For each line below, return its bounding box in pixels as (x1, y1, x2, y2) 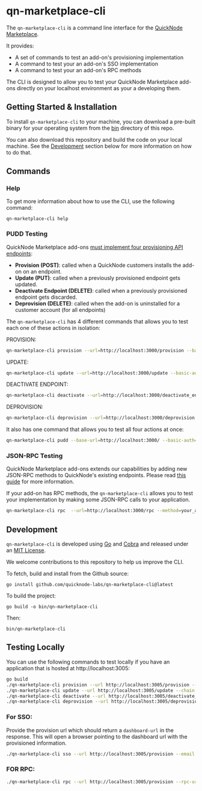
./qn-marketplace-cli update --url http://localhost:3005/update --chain (6, 687, 195, 694)
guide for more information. (6, 478, 75, 485)
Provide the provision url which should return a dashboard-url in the (6, 726, 174, 734)
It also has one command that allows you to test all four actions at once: (6, 426, 184, 433)
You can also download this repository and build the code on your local (6, 136, 182, 143)
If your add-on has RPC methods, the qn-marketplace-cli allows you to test (6, 490, 194, 497)
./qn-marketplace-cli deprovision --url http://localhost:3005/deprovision (6, 698, 200, 704)
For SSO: (6, 713, 33, 721)
